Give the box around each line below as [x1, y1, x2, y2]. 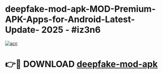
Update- [5, 25, 40, 35]
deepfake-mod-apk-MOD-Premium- [5, 3, 156, 15]
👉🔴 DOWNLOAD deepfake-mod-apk [5, 59, 158, 70]
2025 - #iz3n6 [41, 25, 101, 35]
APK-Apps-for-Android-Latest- [5, 14, 135, 25]
